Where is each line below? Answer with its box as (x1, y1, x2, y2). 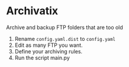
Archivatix (6, 4, 58, 18)
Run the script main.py (14, 54, 70, 61)
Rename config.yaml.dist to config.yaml (14, 35, 116, 42)
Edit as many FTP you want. (14, 42, 83, 49)
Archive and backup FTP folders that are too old (6, 24, 123, 31)
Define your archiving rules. (14, 47, 83, 55)
